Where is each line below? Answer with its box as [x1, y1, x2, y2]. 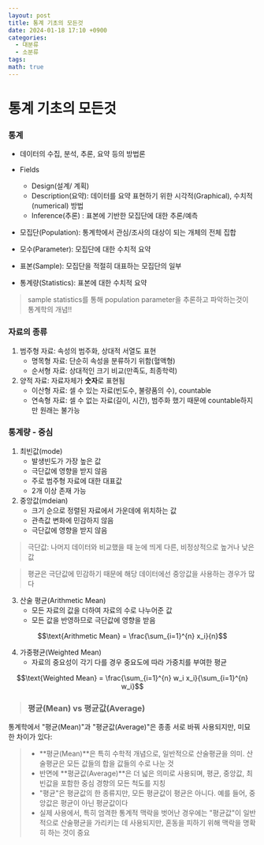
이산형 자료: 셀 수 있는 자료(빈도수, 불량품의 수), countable [31, 385, 211, 395]
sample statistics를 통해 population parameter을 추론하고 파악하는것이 [27, 295, 249, 304]
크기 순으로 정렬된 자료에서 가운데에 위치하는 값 [31, 505, 177, 515]
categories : [8, 33, 47, 42]
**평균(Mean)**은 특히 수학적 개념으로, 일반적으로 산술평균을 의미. [39, 749, 245, 759]
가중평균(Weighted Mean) [19, 647, 102, 657]
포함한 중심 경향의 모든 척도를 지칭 [60, 779, 166, 788]
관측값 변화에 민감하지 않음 [31, 515, 114, 525]
